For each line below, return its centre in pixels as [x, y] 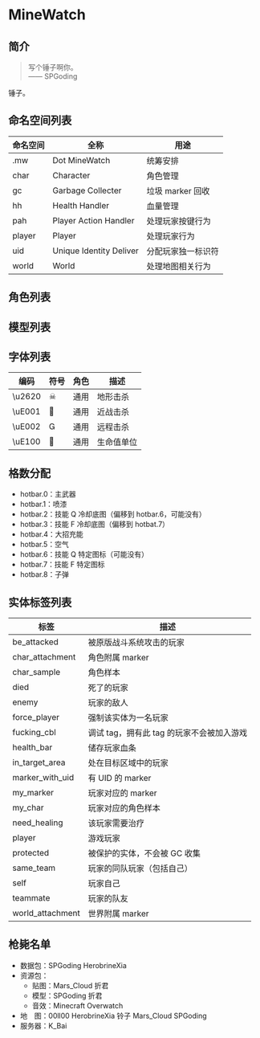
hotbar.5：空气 [45, 545]
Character [71, 175]
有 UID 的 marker [120, 778]
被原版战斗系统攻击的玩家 [136, 643]
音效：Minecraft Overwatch [77, 1005]
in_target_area [39, 762]
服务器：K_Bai [43, 1025]
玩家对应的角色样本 [124, 808]
